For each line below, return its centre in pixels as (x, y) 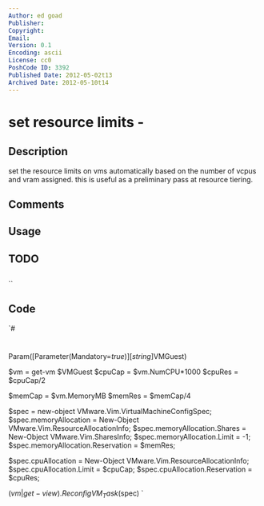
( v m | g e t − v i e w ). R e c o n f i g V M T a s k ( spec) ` (76, 494)
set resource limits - (76, 122)
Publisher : (26, 23)
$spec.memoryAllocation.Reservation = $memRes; (92, 445)
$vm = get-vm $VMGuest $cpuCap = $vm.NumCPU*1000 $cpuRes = (123, 372)
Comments (36, 204)
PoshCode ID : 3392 (39, 68)
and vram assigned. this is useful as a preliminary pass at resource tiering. (131, 179)
